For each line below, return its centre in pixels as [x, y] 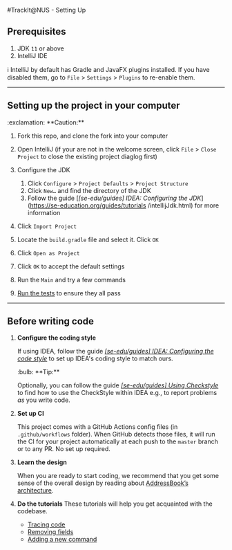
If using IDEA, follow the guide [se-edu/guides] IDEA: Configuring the [115, 351]
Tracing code [46, 524]
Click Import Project [47, 226]
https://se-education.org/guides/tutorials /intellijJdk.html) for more [125, 205]
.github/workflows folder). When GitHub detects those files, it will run [116, 434]
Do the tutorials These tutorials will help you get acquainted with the [115, 504]
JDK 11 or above [40, 48]
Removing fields [50, 532]
